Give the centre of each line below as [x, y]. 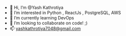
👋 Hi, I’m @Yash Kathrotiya [36, 8]
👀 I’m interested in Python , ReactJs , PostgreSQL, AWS [65, 13]
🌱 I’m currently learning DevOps [42, 18]
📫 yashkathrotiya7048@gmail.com [45, 28]
